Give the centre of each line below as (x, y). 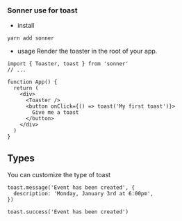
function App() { (32, 82)
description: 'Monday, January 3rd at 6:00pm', (84, 194)
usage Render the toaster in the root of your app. (87, 51)
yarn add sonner (31, 38)
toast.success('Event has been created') (68, 212)
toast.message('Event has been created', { (71, 188)
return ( (26, 88)
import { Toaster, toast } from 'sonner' (68, 64)
